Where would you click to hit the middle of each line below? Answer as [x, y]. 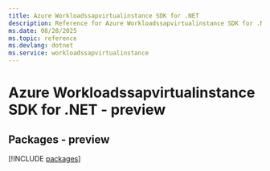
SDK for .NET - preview [87, 110]
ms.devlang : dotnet [41, 46]
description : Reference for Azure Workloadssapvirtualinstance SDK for [131, 23]
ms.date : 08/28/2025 [43, 31]
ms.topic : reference [43, 38]
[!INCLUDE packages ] [45, 159]
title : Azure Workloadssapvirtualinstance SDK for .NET [104, 16]
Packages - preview [59, 139]
